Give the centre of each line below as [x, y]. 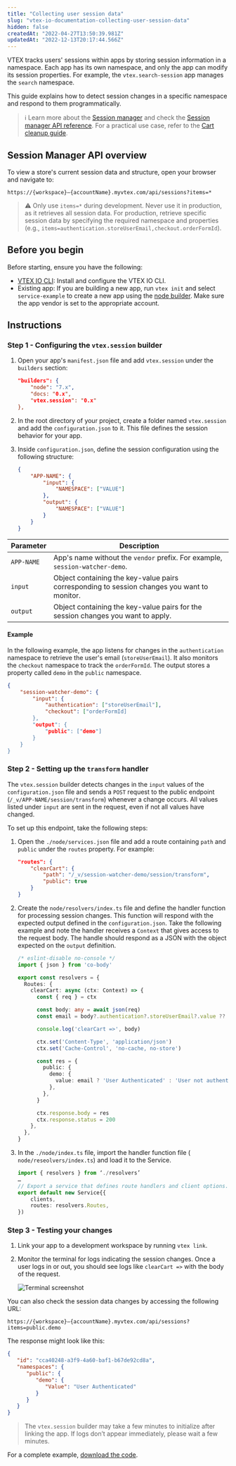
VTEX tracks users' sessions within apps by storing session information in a [117, 60]
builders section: [42, 368]
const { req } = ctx [66, 997]
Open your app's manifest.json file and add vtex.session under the [116, 360]
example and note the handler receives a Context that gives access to [118, 930]
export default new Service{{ [62, 1193]
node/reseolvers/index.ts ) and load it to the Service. [94, 1160]
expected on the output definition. [67, 945]
